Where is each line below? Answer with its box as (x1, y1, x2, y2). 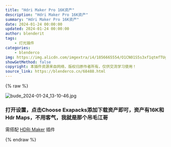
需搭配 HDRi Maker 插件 (5, 127, 55, 133)
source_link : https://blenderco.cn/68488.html (5, 69, 106, 74)
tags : (5, 36, 17, 41)
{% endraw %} (5, 137, 37, 143)
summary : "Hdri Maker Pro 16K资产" (5, 17, 79, 22)
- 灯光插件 (14, 41, 35, 46)
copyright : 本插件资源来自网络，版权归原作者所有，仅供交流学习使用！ (5, 64, 136, 69)
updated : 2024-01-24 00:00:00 (5, 26, 70, 32)
